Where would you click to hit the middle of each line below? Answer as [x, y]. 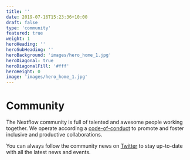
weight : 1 [18, 39]
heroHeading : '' [26, 45]
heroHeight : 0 [23, 72]
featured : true [25, 33]
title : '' [18, 11]
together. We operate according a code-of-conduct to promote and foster [95, 128]
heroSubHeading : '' [30, 50]
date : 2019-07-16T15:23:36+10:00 [47, 17]
